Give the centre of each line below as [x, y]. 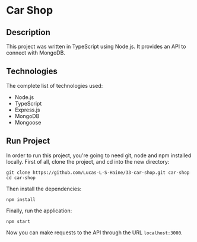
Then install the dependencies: [44, 189]
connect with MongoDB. [36, 53]
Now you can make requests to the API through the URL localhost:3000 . [94, 233]
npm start [18, 221]
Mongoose [28, 122]
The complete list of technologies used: [55, 85]
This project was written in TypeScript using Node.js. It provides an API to [96, 46]
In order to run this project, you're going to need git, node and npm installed [99, 155]
